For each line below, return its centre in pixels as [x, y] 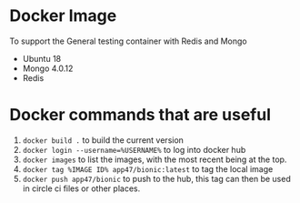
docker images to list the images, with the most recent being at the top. [155, 159]
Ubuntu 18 [42, 58]
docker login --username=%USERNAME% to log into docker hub [134, 149]
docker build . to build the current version [103, 140]
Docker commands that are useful [140, 115]
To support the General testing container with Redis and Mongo [128, 41]
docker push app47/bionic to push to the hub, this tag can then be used [156, 178]
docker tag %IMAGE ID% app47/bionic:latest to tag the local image [148, 168]
